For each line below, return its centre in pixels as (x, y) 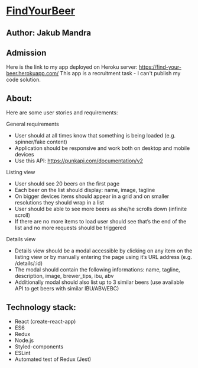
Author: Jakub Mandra (49, 33)
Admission (26, 52)
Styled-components (39, 347)
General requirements (33, 124)
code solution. (24, 80)
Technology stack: (41, 307)
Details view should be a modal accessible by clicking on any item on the (103, 251)
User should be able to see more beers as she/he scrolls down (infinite (101, 209)
